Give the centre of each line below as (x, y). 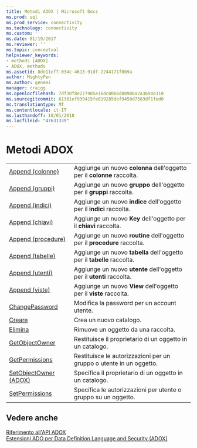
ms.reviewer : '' (26, 45)
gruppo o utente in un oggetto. (116, 363)
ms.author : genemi (28, 83)
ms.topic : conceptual (33, 50)
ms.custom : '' (23, 34)
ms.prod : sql (22, 17)
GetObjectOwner (32, 343)
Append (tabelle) (32, 256)
